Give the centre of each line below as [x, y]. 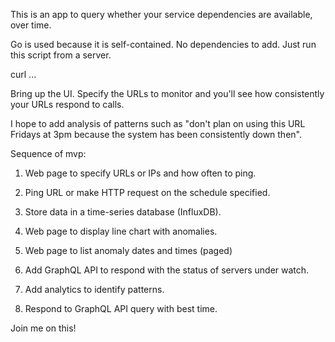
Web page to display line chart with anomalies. [121, 231]
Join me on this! [43, 328]
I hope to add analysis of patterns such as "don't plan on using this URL [158, 123]
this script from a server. [61, 55]
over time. [31, 25]
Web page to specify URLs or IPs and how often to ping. [140, 173]
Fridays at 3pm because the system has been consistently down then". [156, 134]
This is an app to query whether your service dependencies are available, [161, 14]
